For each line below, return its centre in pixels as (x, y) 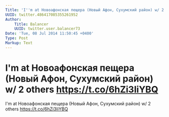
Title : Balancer (32, 24)
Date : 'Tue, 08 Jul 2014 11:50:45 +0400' (50, 33)
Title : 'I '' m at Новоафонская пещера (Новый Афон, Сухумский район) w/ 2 (85, 10)
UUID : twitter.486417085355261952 (42, 15)
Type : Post (17, 38)
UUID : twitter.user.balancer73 (47, 29)
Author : (13, 19)
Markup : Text (19, 43)
